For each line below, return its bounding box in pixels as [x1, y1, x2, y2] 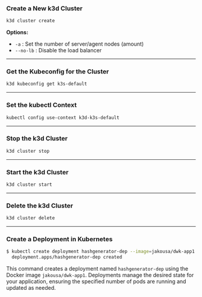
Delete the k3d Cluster [6, 201, 73, 210]
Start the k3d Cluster [6, 168, 69, 176]
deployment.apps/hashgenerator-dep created [11, 254, 122, 260]
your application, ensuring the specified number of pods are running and [6, 278, 186, 285]
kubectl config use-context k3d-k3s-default [6, 114, 120, 121]
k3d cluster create [6, 18, 55, 24]
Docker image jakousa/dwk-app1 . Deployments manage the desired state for [6, 272, 194, 279]
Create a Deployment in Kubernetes [6, 234, 113, 243]
